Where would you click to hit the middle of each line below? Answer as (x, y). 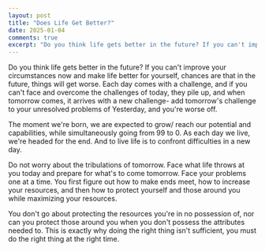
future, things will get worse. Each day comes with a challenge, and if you (128, 84)
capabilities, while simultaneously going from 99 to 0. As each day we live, (129, 133)
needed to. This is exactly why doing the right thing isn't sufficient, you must (132, 230)
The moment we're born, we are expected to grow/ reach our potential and (130, 125)
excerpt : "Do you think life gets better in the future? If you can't (127, 45)
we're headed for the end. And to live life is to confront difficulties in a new (129, 141)
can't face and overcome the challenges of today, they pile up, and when (127, 92)
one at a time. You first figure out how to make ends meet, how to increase (129, 182)
